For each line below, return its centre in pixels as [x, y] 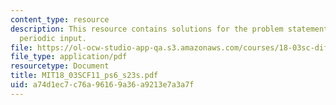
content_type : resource [60, 19]
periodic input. [53, 38]
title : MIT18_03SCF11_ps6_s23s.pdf [84, 76]
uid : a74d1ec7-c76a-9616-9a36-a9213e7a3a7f [102, 85]
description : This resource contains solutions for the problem [147, 29]
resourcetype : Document [60, 66]
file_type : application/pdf [69, 57]
